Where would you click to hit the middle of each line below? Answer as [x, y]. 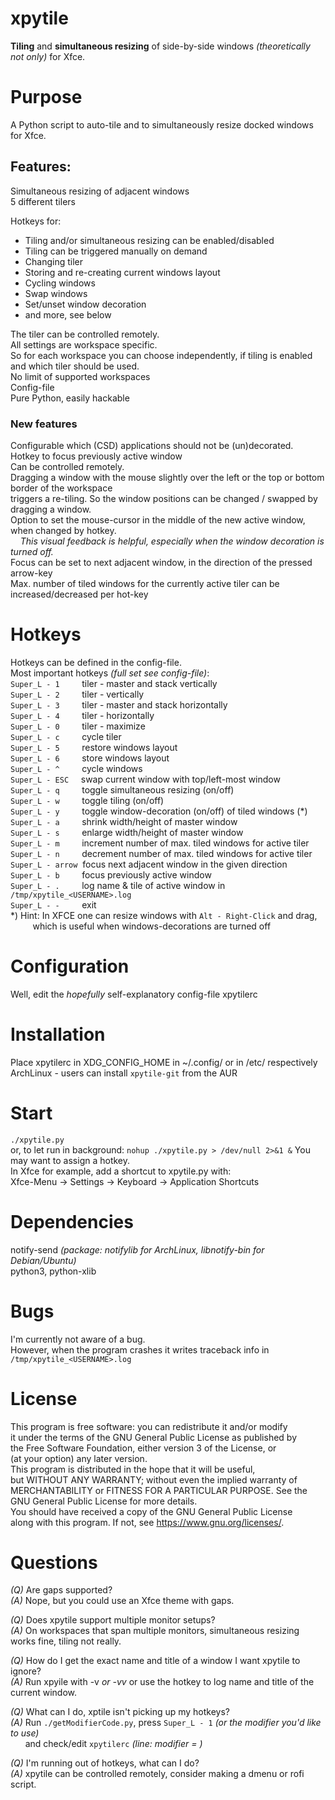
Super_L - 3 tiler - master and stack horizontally [119, 704]
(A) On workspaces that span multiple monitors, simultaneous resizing [155, 1631]
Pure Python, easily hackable [70, 398]
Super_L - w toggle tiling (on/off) [87, 800]
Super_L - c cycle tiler [66, 736]
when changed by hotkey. [63, 530]
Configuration [70, 966]
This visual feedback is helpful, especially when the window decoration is [172, 541]
